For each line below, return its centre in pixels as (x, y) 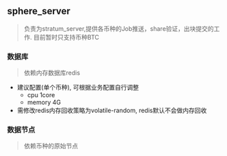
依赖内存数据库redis (52, 73)
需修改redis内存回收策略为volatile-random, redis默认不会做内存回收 (112, 110)
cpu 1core (41, 95)
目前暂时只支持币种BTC (66, 37)
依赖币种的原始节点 (51, 146)
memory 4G (44, 103)
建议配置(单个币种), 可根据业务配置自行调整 (78, 88)
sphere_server (39, 11)
